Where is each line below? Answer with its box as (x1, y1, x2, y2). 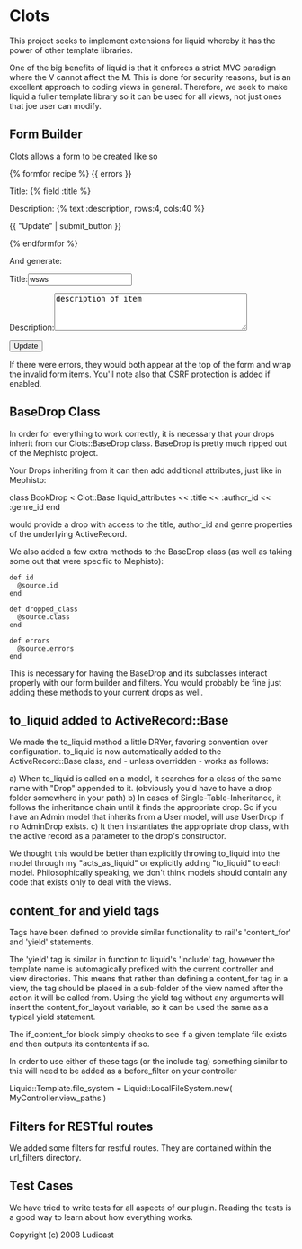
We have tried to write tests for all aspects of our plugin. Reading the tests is (9, 1202, 292, 1213)
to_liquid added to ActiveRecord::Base (9, 713, 229, 728)
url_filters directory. (9, 1153, 82, 1162)
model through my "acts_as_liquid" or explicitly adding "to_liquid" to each (9, 858, 281, 869)
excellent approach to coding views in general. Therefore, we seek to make (9, 81, 288, 92)
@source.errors (17, 643, 75, 653)
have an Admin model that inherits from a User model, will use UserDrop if (9, 812, 285, 823)
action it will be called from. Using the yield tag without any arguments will (9, 992, 285, 1003)
